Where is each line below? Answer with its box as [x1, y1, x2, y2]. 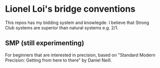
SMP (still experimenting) [5, 39, 85, 47]
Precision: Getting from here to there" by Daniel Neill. [5, 57, 112, 63]
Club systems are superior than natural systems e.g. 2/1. [5, 24, 119, 30]
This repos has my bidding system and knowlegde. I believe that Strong [5, 20, 149, 25]
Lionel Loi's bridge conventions [5, 3, 136, 15]
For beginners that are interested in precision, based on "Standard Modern [5, 52, 156, 58]
